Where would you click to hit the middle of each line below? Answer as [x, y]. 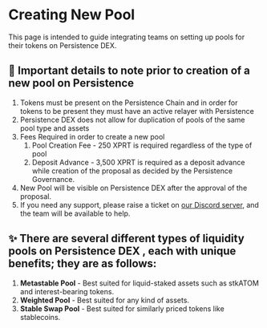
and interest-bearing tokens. [67, 291]
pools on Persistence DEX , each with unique [122, 251]
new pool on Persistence [71, 83]
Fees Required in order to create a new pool [92, 136]
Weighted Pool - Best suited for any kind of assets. [105, 300]
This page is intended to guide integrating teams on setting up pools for [127, 37]
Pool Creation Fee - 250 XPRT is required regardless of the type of [142, 145]
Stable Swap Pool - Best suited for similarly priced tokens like [122, 308]
